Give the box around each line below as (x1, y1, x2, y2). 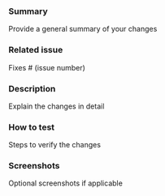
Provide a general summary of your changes (8, 24, 158, 34)
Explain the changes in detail (8, 101, 105, 111)
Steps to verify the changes (8, 140, 102, 150)
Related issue (8, 45, 63, 56)
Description (8, 83, 56, 94)
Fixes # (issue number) (8, 62, 85, 72)
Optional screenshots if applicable (8, 178, 124, 188)
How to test (8, 121, 55, 133)
